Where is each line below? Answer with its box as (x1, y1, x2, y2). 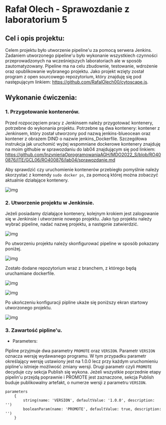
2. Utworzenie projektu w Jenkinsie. (5, 199, 95, 206)
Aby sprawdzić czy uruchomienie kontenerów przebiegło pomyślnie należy (5, 166, 160, 173)
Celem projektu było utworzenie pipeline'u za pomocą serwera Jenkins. (5, 47, 153, 53)
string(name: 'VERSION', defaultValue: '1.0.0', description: (23, 398, 155, 403)
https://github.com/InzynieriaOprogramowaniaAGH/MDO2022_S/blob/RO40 (5, 151, 161, 158)
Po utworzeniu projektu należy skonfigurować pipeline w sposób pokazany (5, 240, 159, 246)
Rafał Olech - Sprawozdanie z (5, 3, 130, 15)
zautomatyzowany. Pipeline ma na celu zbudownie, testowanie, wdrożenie (5, 63, 158, 69)
